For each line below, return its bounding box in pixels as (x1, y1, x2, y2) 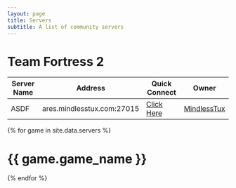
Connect (147, 88, 177, 98)
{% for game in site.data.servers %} (7, 126, 111, 135)
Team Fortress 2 (7, 53, 104, 69)
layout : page (7, 10, 46, 18)
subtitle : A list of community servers (7, 23, 124, 30)
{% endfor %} (7, 174, 48, 182)
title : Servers (7, 17, 52, 24)
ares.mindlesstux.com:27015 (41, 104, 140, 114)
